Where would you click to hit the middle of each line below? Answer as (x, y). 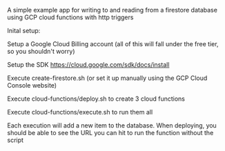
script (16, 140)
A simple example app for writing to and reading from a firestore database (112, 10)
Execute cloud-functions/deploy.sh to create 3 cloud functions (96, 99)
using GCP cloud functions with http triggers (70, 17)
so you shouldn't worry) (41, 51)
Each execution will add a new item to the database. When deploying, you (112, 125)
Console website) (32, 85)
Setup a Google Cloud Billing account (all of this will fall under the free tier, (113, 44)
